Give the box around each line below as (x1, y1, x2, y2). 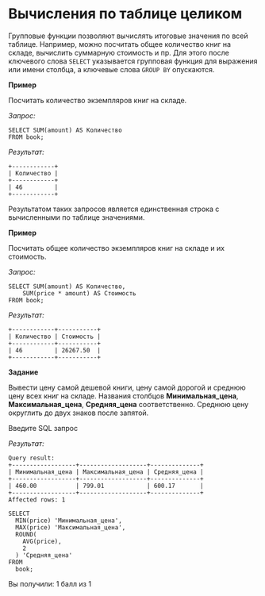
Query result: (8, 454, 56, 462)
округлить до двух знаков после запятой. (8, 408, 149, 417)
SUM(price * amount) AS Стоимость (22, 289, 136, 298)
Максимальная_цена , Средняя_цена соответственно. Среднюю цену (8, 399, 249, 409)
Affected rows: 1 (8, 495, 66, 504)
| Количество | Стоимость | (8, 333, 102, 340)
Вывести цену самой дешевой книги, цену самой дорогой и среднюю (8, 383, 246, 392)
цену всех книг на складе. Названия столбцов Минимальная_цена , (8, 390, 239, 401)
